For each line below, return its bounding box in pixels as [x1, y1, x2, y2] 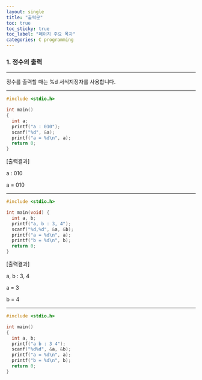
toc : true [6, 20, 31, 26]
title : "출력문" [6, 14, 43, 20]
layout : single [6, 8, 44, 15]
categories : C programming [6, 37, 74, 43]
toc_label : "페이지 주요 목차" [6, 31, 76, 37]
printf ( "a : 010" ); [11, 123, 61, 129]
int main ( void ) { [6, 210, 50, 216]
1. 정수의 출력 [6, 58, 43, 66]
